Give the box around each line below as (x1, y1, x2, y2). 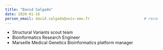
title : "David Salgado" (5, 7, 53, 12)
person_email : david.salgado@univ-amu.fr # (5, 16, 147, 21)
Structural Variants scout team (12, 30, 73, 35)
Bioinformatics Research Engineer (12, 34, 80, 40)
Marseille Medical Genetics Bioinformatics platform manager (12, 40, 133, 46)
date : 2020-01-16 (5, 12, 40, 17)
